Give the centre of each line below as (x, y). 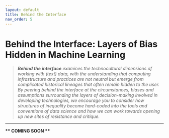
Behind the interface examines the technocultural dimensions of (85, 69)
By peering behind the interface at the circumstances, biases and (86, 90)
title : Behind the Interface (36, 15)
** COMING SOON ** (28, 131)
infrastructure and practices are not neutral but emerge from (81, 79)
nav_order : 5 (19, 19)
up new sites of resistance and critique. (58, 116)
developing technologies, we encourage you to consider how (81, 100)
